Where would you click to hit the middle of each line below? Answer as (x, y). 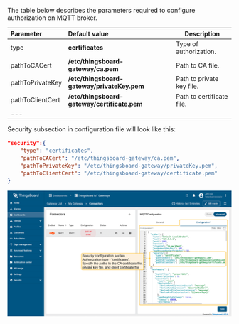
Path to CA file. (197, 65)
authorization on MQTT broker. (52, 18)
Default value (88, 33)
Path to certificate (202, 96)
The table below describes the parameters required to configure (101, 10)
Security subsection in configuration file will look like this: (91, 129)
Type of (187, 44)
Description (202, 33)
